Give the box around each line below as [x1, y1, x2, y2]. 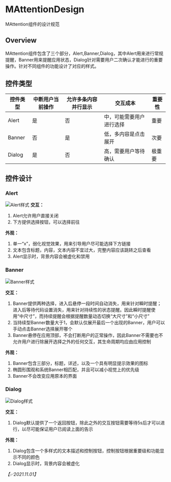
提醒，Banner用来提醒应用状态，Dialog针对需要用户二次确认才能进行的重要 [5, 56, 163, 63]
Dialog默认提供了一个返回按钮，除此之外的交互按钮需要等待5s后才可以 [12, 419, 161, 426]
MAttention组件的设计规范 [5, 21, 60, 27]
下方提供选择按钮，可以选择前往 [12, 219, 80, 225]
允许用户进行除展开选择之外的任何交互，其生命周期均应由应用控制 [12, 338, 151, 345]
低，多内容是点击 [104, 130, 145, 137]
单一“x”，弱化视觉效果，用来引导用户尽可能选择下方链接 [12, 241, 131, 247]
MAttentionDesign [5, 4, 85, 15]
